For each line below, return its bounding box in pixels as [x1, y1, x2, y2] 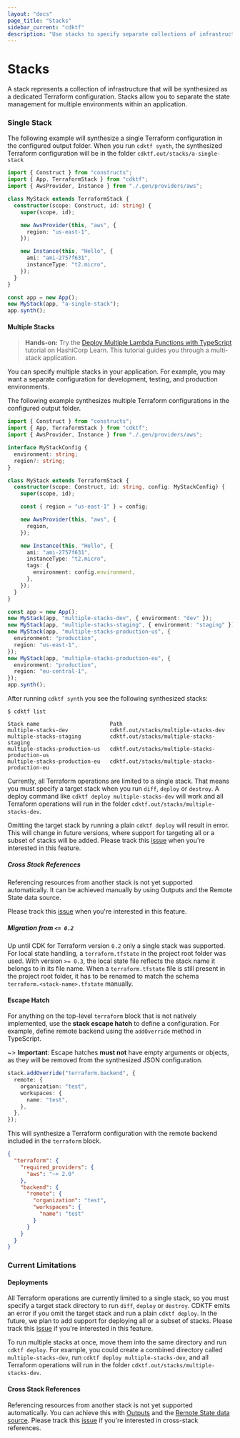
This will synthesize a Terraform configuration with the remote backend [7, 1129, 218, 1138]
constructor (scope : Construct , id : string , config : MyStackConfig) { [14, 484, 225, 491]
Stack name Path [7, 721, 123, 728]
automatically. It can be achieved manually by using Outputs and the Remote [7, 886, 233, 894]
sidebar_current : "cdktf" [7, 24, 84, 31]
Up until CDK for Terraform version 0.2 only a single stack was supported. [7, 942, 226, 950]
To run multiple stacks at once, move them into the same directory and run [7, 1338, 227, 1347]
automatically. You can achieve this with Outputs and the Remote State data [7, 1408, 230, 1417]
